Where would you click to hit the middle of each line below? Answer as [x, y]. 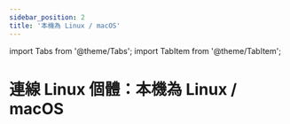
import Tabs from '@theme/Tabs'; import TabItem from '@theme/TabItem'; [145, 50]
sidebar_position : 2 [47, 17]
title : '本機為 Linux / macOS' [65, 26]
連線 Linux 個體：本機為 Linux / [123, 89]
